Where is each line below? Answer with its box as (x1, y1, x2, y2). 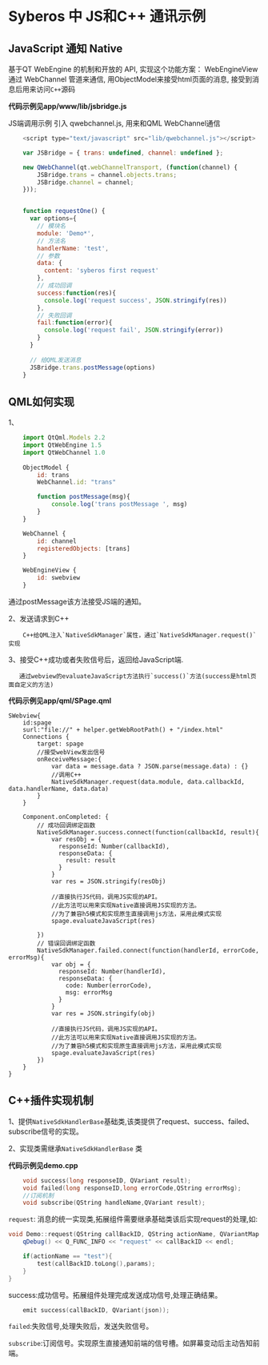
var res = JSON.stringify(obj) (50, 1010, 156, 1018)
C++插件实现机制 (8, 1094, 94, 1107)
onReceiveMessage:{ (37, 755, 102, 763)
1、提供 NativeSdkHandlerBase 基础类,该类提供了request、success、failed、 (8, 1116, 254, 1126)
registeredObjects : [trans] (37, 544, 130, 552)
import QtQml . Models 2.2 (22, 434, 106, 442)
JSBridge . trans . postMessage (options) (29, 363, 156, 371)
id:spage (22, 718, 52, 727)
